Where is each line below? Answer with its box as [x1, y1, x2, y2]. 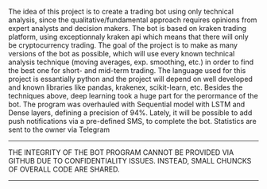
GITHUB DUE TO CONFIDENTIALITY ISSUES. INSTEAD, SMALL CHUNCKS [8, 156, 252, 165]
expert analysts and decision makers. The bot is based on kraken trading [8, 24, 247, 33]
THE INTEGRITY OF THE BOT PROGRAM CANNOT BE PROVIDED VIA [8, 148, 234, 157]
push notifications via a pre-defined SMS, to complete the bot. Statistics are [8, 117, 257, 125]
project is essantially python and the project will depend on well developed [8, 75, 253, 83]
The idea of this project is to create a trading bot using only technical [8, 7, 234, 16]
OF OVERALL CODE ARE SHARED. [8, 164, 121, 174]
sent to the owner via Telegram [8, 125, 110, 134]
